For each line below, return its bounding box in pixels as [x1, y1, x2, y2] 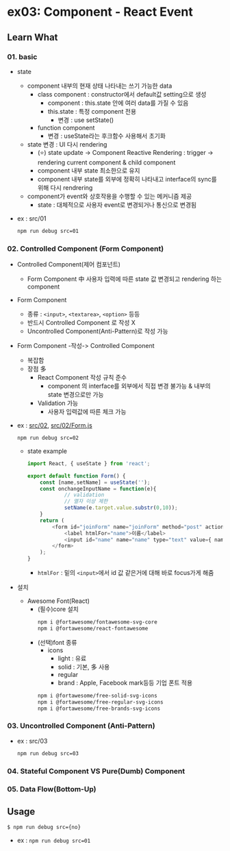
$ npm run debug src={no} [7, 824, 81, 831]
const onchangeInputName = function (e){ [40, 485, 157, 492]
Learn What [7, 32, 58, 43]
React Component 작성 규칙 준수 [37, 373, 127, 382]
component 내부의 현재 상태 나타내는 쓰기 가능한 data [27, 82, 172, 90]
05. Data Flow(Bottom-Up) [7, 785, 97, 794]
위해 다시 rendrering [37, 183, 93, 192]
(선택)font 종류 [37, 638, 77, 646]
